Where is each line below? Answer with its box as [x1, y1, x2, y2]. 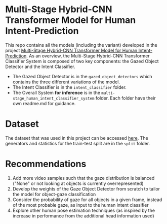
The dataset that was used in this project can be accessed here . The [5, 135, 148, 141]
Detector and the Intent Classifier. [5, 63, 75, 70]
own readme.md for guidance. [12, 100, 76, 106]
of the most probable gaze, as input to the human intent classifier [12, 202, 149, 208]
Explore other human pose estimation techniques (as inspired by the [12, 207, 155, 213]
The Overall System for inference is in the [12, 89, 100, 95]
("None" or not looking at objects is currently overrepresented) [12, 180, 144, 186]
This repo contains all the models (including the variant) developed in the [5, 42, 158, 48]
